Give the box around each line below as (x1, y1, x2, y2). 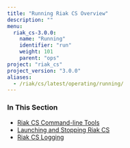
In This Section (7, 103, 58, 112)
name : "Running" (19, 36, 66, 42)
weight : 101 (19, 49, 53, 56)
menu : (7, 23, 23, 29)
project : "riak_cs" (7, 61, 63, 68)
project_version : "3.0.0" (7, 67, 81, 74)
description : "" (7, 16, 53, 23)
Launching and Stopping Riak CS (16, 125, 110, 134)
